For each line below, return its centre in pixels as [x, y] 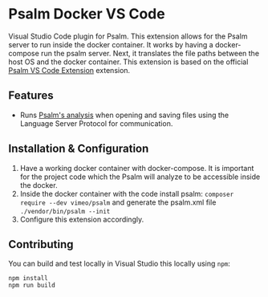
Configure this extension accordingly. [82, 219]
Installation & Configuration [79, 149]
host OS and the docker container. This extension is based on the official [128, 62]
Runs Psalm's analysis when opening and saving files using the [124, 115]
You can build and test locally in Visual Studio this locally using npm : [120, 264]
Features [31, 96]
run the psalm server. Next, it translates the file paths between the [150, 53]
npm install [28, 279]
